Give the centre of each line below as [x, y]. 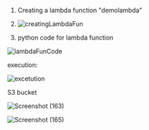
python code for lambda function [65, 37]
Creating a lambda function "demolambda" [80, 10]
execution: [23, 65]
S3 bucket [22, 92]
